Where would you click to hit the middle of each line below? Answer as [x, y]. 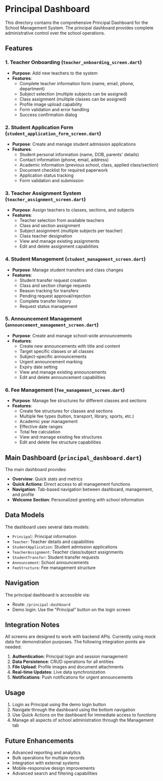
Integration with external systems [46, 763]
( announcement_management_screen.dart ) [52, 325]
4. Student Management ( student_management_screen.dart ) [75, 259]
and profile [23, 494]
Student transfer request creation [53, 280]
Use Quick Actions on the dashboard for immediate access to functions [84, 715]
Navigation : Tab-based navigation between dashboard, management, [82, 489]
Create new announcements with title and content [70, 346]
